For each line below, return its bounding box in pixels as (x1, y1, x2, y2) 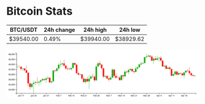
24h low (118, 26, 141, 34)
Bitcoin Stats (6, 4, 73, 18)
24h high (83, 26, 107, 34)
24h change (44, 26, 75, 34)
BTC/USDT (10, 26, 38, 34)
